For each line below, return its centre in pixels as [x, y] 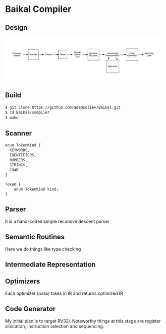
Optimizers [23, 281]
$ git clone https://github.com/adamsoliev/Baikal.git [63, 107]
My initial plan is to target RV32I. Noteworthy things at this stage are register [83, 321]
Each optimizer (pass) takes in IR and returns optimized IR [64, 293]
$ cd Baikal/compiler [28, 113]
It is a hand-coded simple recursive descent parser [57, 221]
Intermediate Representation [50, 265]
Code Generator [30, 309]
